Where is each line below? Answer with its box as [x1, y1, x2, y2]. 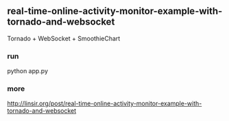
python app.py [7, 67, 49, 75]
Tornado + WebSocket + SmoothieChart [7, 34, 121, 42]
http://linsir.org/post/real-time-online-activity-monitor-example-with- [7, 99, 202, 108]
